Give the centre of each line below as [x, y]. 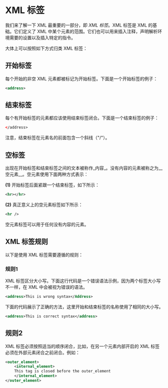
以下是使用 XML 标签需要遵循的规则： [44, 255]
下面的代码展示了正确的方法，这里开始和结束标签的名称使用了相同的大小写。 [84, 307]
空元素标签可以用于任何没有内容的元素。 [47, 224]
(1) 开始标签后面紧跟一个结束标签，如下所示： [52, 185]
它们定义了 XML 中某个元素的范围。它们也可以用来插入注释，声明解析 [86, 31]
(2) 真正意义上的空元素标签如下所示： [44, 205]
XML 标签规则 [27, 242]
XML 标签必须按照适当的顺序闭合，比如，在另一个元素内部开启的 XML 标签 [82, 346]
